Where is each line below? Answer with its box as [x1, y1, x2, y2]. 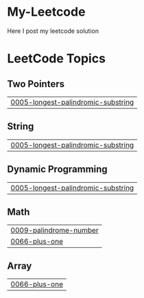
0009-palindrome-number [10, 225, 99, 235]
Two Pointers [7, 78, 65, 90]
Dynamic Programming [7, 164, 108, 175]
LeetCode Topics [7, 51, 106, 66]
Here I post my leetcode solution [7, 27, 99, 35]
